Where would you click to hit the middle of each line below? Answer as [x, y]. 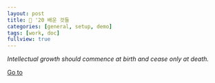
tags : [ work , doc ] [33, 33]
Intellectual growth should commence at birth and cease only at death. [108, 59]
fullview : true [29, 39]
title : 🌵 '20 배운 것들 [38, 20]
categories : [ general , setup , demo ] [60, 26]
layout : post [26, 13]
